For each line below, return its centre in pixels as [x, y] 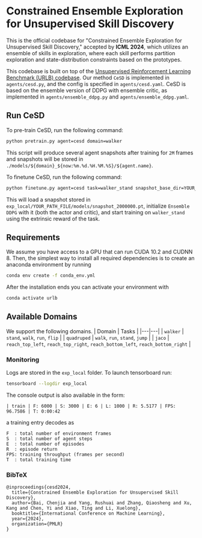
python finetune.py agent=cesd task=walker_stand [70, 188]
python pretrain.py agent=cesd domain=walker [64, 141]
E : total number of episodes [45, 444]
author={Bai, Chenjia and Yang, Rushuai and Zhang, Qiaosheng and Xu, [102, 503]
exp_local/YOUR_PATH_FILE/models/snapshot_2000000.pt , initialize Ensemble [98, 206]
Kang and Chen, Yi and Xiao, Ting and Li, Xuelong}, [74, 509]
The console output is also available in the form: [66, 395]
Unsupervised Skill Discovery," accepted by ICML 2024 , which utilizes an [97, 47]
